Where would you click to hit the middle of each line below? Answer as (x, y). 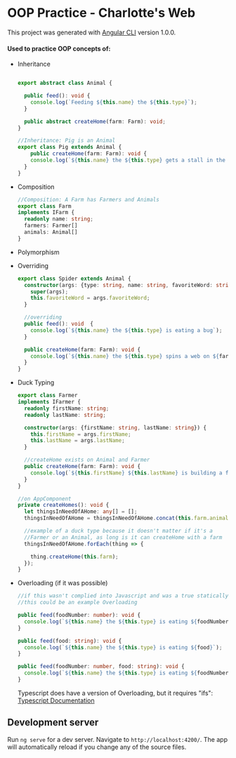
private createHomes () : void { (63, 505)
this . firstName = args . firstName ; (81, 434)
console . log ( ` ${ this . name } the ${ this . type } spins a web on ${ (125, 356)
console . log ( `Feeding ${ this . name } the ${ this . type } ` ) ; (114, 102)
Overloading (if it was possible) (63, 583)
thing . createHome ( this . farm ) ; (74, 557)
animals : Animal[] (51, 232)
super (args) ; (50, 292)
